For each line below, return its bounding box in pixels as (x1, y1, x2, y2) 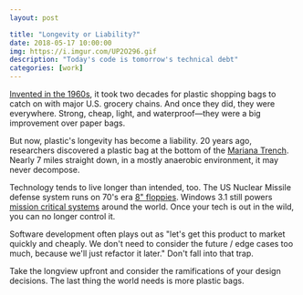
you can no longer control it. (9, 211, 116, 221)
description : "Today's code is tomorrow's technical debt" (9, 56, 239, 65)
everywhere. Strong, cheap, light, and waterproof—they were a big (9, 108, 262, 118)
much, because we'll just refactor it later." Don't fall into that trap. (9, 248, 254, 259)
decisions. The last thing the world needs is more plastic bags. (9, 275, 245, 286)
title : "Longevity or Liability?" (9, 29, 141, 39)
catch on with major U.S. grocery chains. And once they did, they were (9, 98, 276, 109)
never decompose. (9, 165, 80, 175)
